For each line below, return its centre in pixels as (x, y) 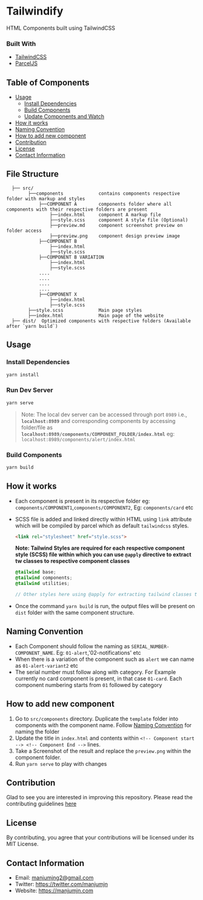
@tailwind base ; (35, 572)
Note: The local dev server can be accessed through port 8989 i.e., (104, 414)
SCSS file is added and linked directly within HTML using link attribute (103, 519)
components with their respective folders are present (77, 209)
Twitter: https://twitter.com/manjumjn (61, 884)
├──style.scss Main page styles (85, 310)
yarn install (23, 374)
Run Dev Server (30, 390)
